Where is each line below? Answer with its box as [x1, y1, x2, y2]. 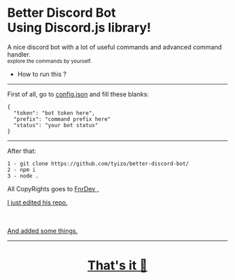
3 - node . [7, 172, 39, 179]
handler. [7, 50, 31, 59]
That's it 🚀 [87, 258, 148, 274]
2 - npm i [7, 166, 36, 173]
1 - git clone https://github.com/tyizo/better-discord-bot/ [7, 160, 190, 167]
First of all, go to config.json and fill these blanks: [7, 89, 149, 98]
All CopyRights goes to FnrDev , [7, 184, 99, 193]
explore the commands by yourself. [7, 57, 92, 64]
